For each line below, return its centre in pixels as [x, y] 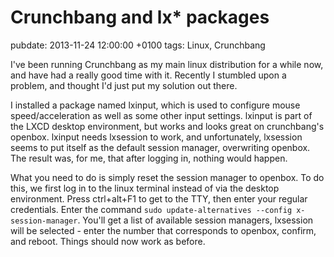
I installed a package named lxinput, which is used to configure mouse [155, 105]
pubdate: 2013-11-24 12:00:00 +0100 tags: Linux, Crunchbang [138, 45]
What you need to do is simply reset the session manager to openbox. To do [167, 177]
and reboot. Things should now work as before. [108, 241]
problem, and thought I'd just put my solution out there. [124, 85]
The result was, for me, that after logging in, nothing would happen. [149, 158]
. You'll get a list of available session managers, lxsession [195, 220]
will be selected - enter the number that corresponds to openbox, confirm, [163, 230]
